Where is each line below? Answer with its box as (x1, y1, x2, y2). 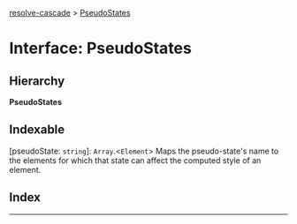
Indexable (9, 123, 65, 138)
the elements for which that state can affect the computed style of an (9, 154, 262, 166)
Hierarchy (9, 73, 65, 88)
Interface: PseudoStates (9, 39, 192, 58)
